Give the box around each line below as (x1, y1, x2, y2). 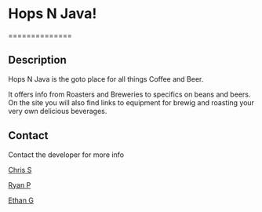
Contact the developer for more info (8, 150, 124, 159)
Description (8, 53, 67, 67)
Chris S (8, 165, 32, 174)
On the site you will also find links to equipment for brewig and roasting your (8, 97, 255, 107)
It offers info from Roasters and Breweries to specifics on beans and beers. (8, 90, 251, 99)
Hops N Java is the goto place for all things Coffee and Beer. (8, 74, 204, 83)
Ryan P (8, 180, 31, 189)
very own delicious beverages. (8, 106, 107, 115)
